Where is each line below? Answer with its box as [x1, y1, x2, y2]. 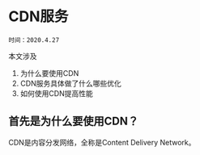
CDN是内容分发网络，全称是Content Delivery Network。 [8, 137, 196, 147]
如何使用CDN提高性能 [19, 88, 93, 98]
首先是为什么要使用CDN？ [8, 115, 139, 128]
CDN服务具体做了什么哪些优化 [19, 78, 121, 88]
